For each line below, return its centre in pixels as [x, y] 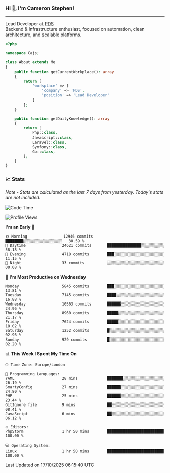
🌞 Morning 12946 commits [49, 236]
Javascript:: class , [53, 138]
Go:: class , [44, 152]
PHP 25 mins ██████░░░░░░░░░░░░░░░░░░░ [85, 396]
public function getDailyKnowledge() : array [62, 119]
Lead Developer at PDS [30, 24]
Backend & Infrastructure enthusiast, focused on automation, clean [75, 29]
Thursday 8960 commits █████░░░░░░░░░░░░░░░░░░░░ [85, 313]
